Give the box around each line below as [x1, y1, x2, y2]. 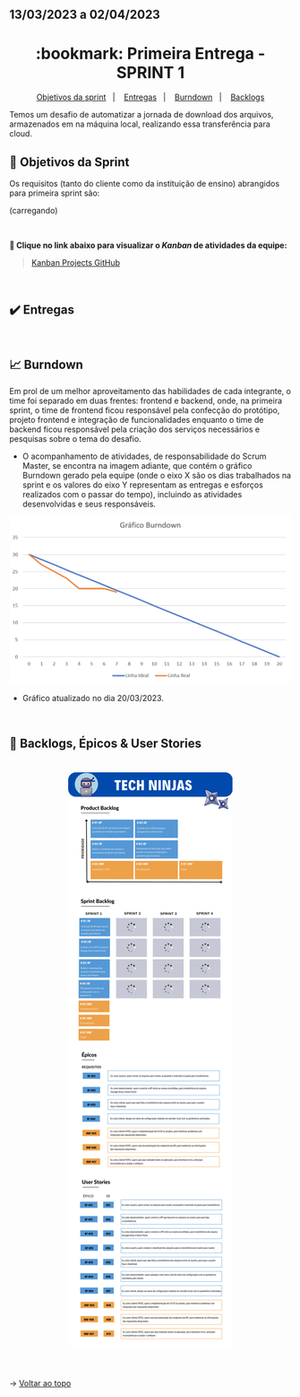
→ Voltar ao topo [9, 1377, 72, 1388]
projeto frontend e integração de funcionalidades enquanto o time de [9, 414, 264, 425]
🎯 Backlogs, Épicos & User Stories [9, 735, 201, 751]
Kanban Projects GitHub [30, 258, 121, 268]
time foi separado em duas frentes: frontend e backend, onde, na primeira [9, 395, 283, 406]
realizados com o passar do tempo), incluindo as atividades [21, 488, 243, 499]
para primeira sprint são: [9, 188, 100, 198]
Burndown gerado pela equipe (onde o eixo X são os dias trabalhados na [21, 470, 292, 480]
